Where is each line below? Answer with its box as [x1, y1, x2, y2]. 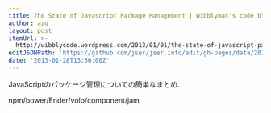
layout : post [8, 26, 52, 34]
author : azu [8, 19, 48, 27]
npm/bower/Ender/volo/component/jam [8, 95, 140, 105]
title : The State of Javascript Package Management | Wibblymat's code [8, 11, 254, 20]
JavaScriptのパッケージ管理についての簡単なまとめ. [8, 79, 180, 89]
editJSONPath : [8, 49, 56, 57]
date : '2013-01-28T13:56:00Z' [8, 57, 110, 65]
